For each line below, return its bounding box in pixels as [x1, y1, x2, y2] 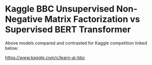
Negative [5, 14, 43, 25]
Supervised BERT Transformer [5, 24, 131, 35]
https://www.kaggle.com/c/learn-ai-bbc [5, 54, 85, 60]
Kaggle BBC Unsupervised [5, 3, 114, 15]
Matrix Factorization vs [44, 14, 140, 25]
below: [5, 45, 19, 51]
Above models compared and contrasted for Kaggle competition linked [5, 40, 148, 46]
